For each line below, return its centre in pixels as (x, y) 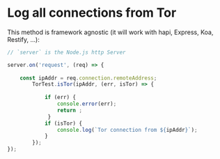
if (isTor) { (63, 123)
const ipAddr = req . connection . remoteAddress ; (88, 78)
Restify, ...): (23, 39)
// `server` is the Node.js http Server (67, 52)
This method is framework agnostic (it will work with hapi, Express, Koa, (110, 32)
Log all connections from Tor (92, 13)
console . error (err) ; (87, 104)
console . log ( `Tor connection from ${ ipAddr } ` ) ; (127, 130)
